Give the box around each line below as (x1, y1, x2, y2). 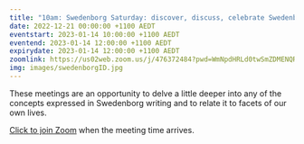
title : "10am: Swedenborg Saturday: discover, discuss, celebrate (9, 13, 265, 22)
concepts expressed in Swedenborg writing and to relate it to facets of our (9, 97, 287, 108)
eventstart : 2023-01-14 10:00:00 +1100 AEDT (9, 30, 180, 39)
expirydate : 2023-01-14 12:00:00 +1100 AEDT (9, 47, 180, 56)
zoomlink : (9, 55, 47, 64)
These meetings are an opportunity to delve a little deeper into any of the (9, 87, 282, 99)
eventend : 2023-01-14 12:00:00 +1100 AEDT (9, 38, 172, 48)
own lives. (9, 107, 47, 118)
